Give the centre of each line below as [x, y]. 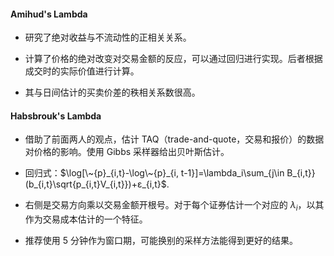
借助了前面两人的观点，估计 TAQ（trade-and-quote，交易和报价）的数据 [174, 139]
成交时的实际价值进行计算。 [82, 71]
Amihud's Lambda [49, 14]
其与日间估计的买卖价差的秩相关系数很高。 [112, 92]
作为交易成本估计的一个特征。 [86, 219]
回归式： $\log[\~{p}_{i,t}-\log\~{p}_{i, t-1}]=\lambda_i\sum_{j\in [154, 173]
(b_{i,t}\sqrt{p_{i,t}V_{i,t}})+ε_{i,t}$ [95, 184]
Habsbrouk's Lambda [56, 116]
